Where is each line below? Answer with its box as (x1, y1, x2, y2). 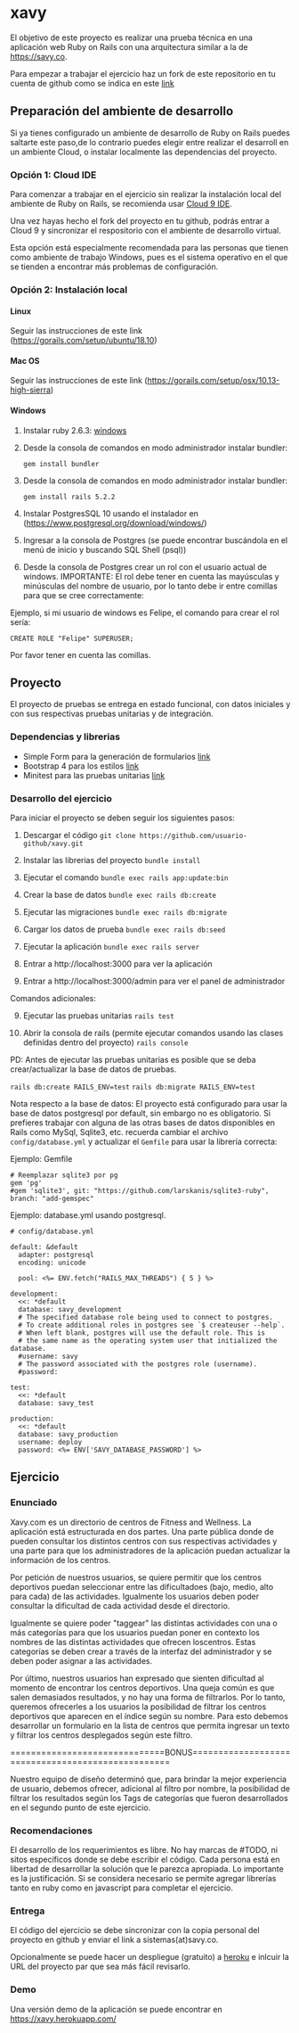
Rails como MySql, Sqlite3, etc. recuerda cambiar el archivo (10, 1126, 229, 1137)
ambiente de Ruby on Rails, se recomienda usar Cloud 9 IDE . (10, 199, 232, 210)
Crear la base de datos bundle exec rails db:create (22, 889, 217, 900)
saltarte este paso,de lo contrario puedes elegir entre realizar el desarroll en (10, 136, 289, 147)
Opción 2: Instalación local (10, 284, 128, 296)
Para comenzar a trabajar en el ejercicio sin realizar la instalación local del (10, 189, 282, 200)
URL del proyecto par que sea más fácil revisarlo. (10, 1961, 190, 1972)
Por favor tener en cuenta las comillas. (10, 649, 151, 660)
